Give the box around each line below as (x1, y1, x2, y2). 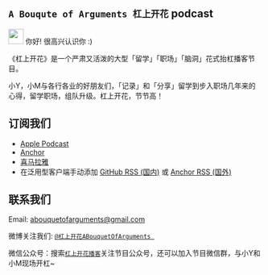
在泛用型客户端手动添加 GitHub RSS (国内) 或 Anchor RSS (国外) (19, 167, 232, 177)
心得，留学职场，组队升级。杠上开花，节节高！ (8, 90, 163, 100)
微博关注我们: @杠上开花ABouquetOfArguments (8, 231, 151, 241)
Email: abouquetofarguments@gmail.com (8, 215, 146, 224)
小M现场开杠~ (8, 258, 55, 269)
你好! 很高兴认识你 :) (25, 36, 93, 46)
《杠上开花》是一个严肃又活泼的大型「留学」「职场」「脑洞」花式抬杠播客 (8, 53, 248, 63)
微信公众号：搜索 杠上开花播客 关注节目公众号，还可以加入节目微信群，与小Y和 (8, 248, 261, 258)
